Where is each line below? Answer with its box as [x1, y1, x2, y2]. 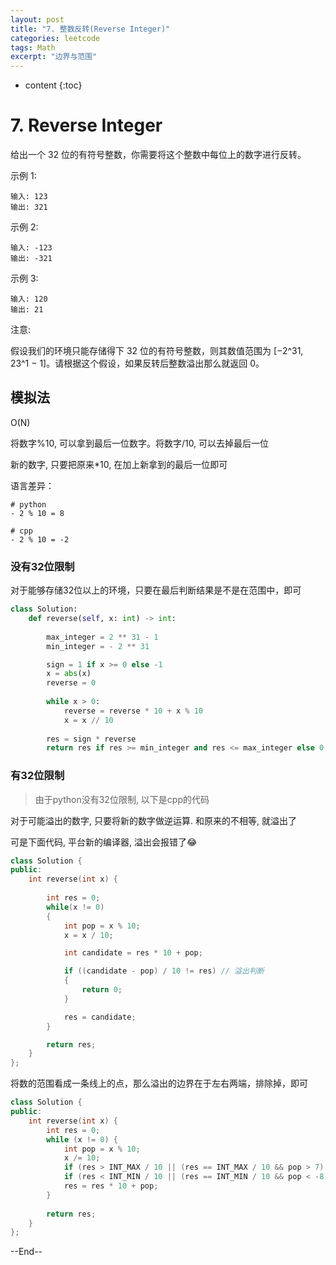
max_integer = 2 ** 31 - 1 [46, 632, 159, 642]
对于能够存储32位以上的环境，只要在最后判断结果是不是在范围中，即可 [10, 584, 302, 596]
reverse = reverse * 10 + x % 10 [63, 706, 203, 716]
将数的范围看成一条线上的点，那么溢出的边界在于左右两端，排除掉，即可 [10, 1077, 308, 1090]
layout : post [10, 14, 65, 25]
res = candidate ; [63, 1012, 137, 1022]
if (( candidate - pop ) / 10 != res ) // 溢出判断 [63, 966, 265, 976]
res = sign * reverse [46, 734, 137, 744]
